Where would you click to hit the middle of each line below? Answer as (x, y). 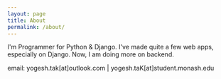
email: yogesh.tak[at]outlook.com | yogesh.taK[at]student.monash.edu (111, 68)
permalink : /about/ (36, 27)
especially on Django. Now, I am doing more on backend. (91, 54)
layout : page (27, 14)
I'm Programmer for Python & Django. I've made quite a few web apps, (110, 47)
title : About (27, 20)
